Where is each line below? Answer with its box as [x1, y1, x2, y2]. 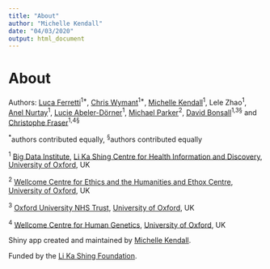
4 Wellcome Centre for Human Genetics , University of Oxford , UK [8, 218, 226, 229]
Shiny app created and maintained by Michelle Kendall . [8, 236, 192, 246]
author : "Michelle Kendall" [8, 19, 103, 28]
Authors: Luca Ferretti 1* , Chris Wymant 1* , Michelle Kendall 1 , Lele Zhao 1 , [8, 96, 247, 107]
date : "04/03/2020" [8, 27, 74, 35]
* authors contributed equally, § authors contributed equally [8, 133, 203, 144]
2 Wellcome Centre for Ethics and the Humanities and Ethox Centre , [8, 176, 234, 187]
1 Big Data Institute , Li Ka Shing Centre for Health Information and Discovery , [8, 150, 263, 161]
